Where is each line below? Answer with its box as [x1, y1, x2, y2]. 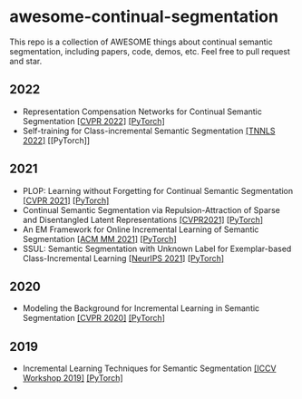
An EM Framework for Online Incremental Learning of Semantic [22, 224, 259, 235]
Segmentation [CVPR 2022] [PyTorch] [22, 115, 165, 126]
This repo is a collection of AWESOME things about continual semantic [9, 36, 274, 47]
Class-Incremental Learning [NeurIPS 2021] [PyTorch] [22, 252, 225, 264]
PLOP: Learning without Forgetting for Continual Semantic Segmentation [22, 185, 294, 196]
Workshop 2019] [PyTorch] [22, 373, 124, 384]
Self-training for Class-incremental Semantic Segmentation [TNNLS [22, 125, 276, 136]
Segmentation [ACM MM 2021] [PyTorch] [22, 233, 177, 244]
